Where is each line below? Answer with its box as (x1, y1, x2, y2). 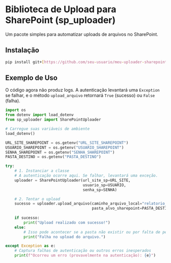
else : (14, 225, 26, 230)
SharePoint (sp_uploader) (5, 14, 116, 26)
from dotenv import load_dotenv (5, 112, 74, 118)
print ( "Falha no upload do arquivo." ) (23, 234, 106, 240)
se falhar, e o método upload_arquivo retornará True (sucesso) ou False (5, 93, 155, 99)
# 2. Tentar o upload (14, 196, 60, 201)
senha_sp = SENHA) (82, 187, 117, 192)
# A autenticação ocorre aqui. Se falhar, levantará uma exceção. (14, 173, 158, 179)
